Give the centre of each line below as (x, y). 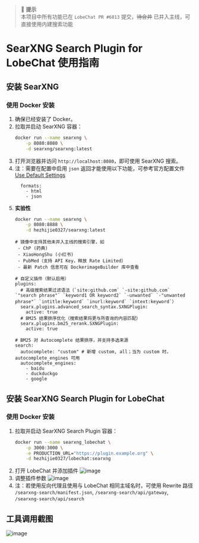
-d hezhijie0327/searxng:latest (66, 230)
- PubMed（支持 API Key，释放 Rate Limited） (72, 261)
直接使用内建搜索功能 (47, 24)
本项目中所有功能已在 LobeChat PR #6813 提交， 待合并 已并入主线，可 (105, 17)
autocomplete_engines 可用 (47, 358)
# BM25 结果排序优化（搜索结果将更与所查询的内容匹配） (80, 319)
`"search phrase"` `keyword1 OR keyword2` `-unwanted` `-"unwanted (100, 296)
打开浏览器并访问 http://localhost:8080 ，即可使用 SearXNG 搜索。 (98, 161)
